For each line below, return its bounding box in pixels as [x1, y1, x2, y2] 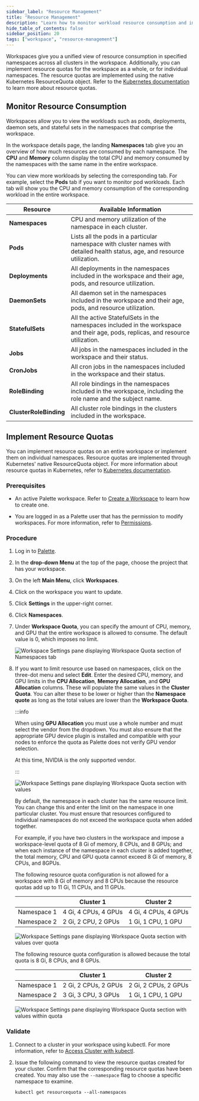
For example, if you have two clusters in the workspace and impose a [14, 834, 184, 842]
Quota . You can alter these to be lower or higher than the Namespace [14, 690, 186, 697]
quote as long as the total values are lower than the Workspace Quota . [14, 697, 189, 704]
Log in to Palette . [14, 548, 56, 555]
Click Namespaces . [14, 611, 63, 619]
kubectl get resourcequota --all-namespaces [14, 1089, 127, 1095]
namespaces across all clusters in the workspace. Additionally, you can [6, 59, 181, 66]
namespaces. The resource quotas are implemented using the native [6, 72, 174, 79]
